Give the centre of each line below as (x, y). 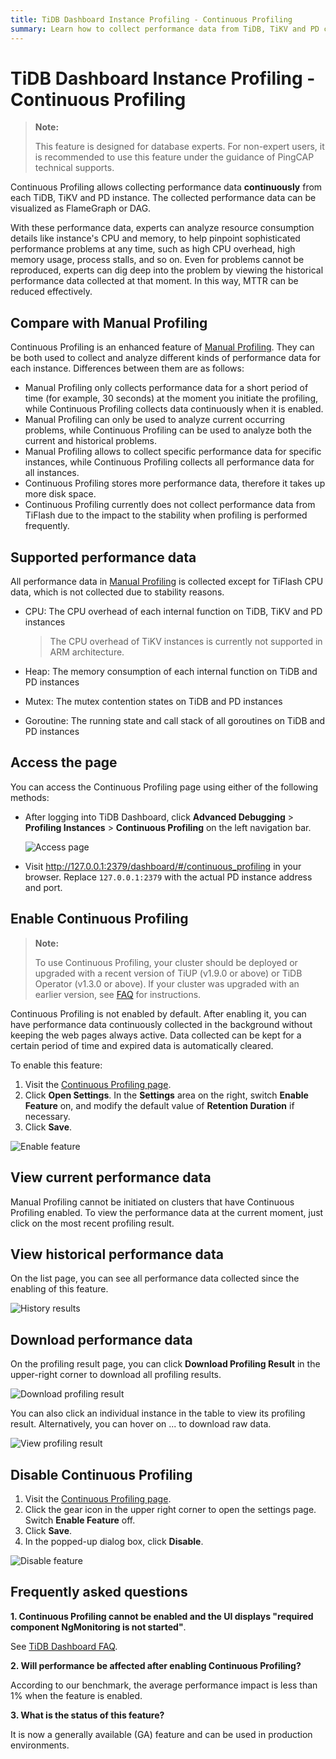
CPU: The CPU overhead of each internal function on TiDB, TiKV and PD (173, 612)
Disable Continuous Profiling (101, 1474)
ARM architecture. (87, 652)
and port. (43, 887)
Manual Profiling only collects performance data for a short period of (166, 388)
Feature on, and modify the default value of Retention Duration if (159, 1105)
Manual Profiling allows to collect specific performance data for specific (173, 452)
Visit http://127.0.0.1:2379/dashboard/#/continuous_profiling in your (163, 866)
